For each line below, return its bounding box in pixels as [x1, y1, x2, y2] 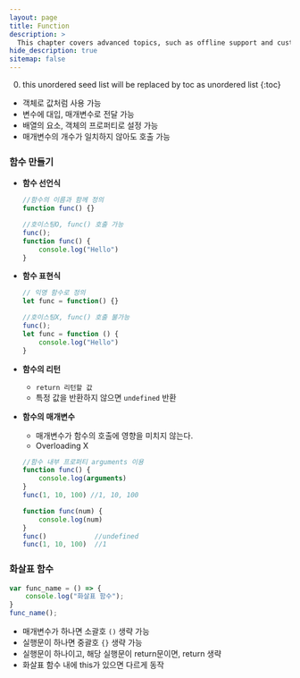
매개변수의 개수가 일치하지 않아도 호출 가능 [21, 131, 171, 141]
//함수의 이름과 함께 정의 [21, 196, 104, 205]
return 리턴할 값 [35, 383, 93, 392]
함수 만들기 [9, 156, 54, 168]
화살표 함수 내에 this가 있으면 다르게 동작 [21, 659, 165, 671]
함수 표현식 [21, 270, 61, 282]
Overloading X [35, 440, 89, 451]
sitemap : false [9, 55, 66, 64]
